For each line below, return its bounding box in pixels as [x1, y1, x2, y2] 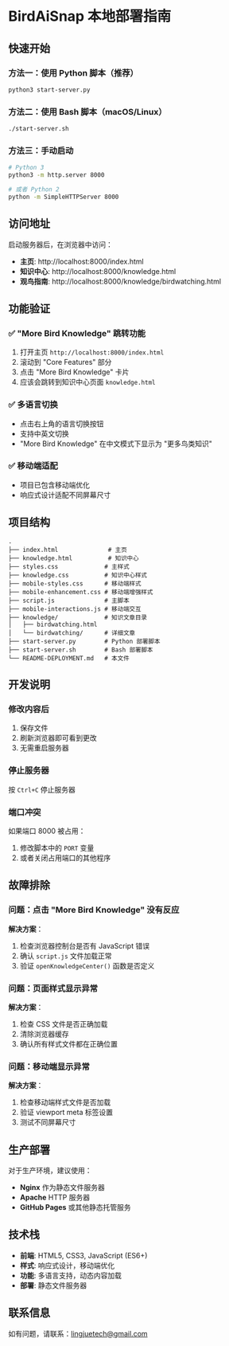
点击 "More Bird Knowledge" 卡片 [19, 367, 130, 377]
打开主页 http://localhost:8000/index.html [19, 347, 165, 357]
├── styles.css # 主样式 [8, 562, 130, 570]
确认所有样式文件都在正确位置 [19, 1039, 118, 1048]
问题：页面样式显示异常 [8, 983, 98, 994]
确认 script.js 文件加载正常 [19, 951, 113, 961]
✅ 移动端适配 [8, 460, 58, 471]
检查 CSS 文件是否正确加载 [19, 1019, 108, 1028]
